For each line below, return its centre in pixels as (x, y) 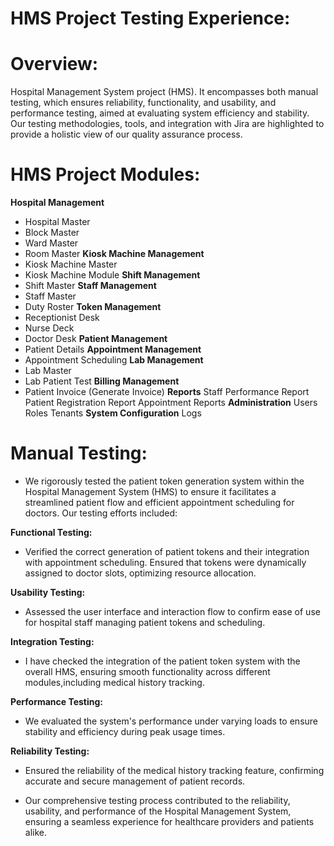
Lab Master (48, 371)
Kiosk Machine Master (71, 264)
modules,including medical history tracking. (114, 682)
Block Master (52, 233)
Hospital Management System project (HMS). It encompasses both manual (164, 92)
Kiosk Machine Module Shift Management (112, 275)
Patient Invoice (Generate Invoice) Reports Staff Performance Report (167, 392)
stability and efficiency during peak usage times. (125, 731)
